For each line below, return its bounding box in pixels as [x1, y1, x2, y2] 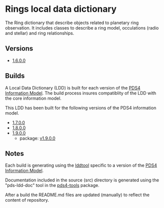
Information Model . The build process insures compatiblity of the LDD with [5, 90, 157, 96]
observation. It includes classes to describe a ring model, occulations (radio [5, 25, 159, 30]
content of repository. [5, 197, 49, 203]
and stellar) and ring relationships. [5, 30, 74, 36]
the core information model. [5, 95, 62, 101]
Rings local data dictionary [5, 3, 117, 15]
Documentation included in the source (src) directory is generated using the [5, 177, 159, 183]
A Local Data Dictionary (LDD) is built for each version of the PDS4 [5, 85, 140, 90]
